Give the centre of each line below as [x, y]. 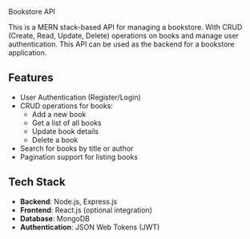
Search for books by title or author [77, 148]
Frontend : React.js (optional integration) [86, 210]
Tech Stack [37, 182]
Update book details [65, 131]
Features [31, 78]
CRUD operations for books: [67, 105]
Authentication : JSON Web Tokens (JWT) [90, 227]
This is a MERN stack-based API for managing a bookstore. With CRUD [125, 27]
